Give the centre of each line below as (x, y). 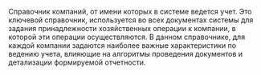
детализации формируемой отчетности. (77, 62)
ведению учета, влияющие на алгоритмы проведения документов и (126, 54)
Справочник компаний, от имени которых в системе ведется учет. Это (130, 12)
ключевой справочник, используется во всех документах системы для (131, 20)
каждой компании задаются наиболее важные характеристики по (122, 45)
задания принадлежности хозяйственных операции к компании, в (122, 28)
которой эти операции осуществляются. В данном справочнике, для (127, 37)
